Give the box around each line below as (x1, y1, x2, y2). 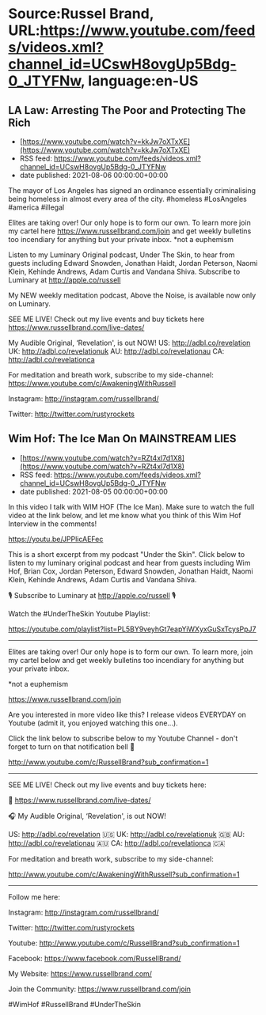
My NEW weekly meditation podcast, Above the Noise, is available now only (8, 290, 256, 300)
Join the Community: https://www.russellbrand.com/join (8, 984, 192, 994)
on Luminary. (8, 299, 51, 309)
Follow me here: (8, 892, 61, 902)
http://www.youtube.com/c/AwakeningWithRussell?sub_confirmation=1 (8, 869, 240, 879)
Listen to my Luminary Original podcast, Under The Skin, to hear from (8, 250, 235, 259)
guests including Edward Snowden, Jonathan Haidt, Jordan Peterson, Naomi (8, 259, 258, 267)
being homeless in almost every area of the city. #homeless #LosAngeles (8, 195, 248, 203)
